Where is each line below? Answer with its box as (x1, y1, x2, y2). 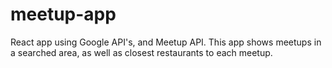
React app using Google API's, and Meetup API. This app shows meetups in (10, 36, 322, 48)
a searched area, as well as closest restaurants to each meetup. (10, 46, 273, 58)
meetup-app (10, 3, 117, 26)
